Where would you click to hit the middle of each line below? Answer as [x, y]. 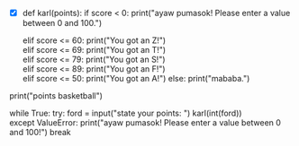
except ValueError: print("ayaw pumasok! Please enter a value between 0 [145, 123]
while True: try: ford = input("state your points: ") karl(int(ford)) [126, 113]
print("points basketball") [56, 96]
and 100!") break [41, 133]
